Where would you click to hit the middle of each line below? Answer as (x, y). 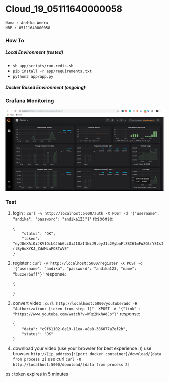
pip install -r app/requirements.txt (52, 71)
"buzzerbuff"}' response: (39, 274)
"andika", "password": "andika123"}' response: (63, 219)
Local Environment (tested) (34, 52)
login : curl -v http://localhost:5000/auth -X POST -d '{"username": (86, 213)
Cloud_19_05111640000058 (64, 9)
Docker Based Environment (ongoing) (46, 88)
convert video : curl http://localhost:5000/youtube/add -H (75, 303)
